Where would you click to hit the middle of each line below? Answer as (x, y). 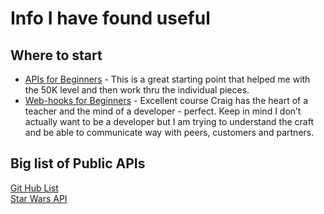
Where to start (56, 55)
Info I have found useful (110, 18)
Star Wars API (39, 198)
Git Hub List (34, 188)
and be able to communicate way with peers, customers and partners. (169, 132)
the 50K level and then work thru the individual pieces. (137, 90)
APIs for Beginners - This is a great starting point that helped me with (167, 79)
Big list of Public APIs (78, 163)
